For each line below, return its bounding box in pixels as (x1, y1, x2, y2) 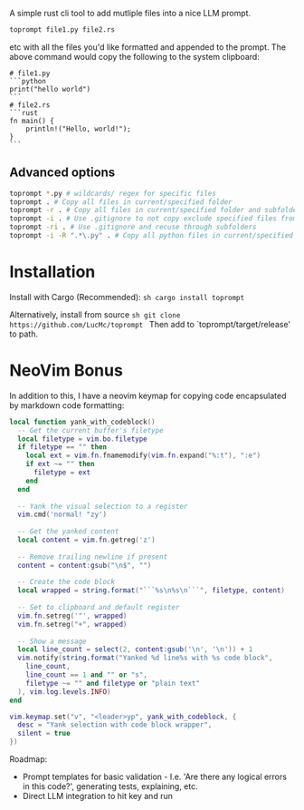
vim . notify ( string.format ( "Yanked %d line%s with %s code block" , (17, 653, 273, 663)
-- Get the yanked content (17, 527, 119, 536)
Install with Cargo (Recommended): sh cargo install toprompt (9, 291, 245, 302)
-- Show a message (17, 637, 88, 646)
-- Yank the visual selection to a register (17, 502, 188, 511)
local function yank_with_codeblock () (9, 417, 156, 426)
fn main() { (9, 116, 54, 125)
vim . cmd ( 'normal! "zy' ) (17, 510, 107, 520)
